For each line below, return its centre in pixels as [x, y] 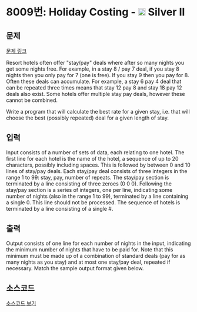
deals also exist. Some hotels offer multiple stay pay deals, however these [96, 94]
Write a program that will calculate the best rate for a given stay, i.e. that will [98, 112]
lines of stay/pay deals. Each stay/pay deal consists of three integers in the [97, 171]
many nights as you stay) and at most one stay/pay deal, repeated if [88, 262]
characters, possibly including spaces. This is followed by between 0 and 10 [98, 165]
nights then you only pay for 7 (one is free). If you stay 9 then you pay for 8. [98, 75]
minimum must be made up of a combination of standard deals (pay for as [96, 255]
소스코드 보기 [21, 303]
